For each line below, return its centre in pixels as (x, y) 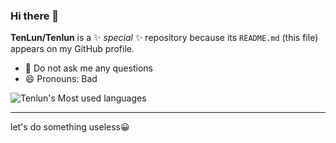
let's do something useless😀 (70, 127)
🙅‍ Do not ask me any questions (88, 68)
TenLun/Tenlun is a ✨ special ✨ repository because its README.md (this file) (164, 38)
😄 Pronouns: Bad (61, 79)
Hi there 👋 (35, 16)
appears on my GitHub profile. (72, 49)
